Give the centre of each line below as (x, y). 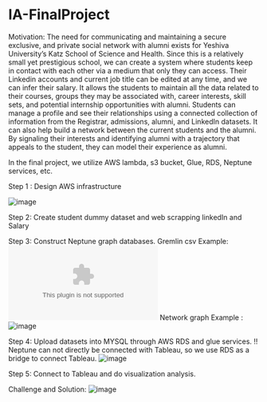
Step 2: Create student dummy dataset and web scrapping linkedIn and (125, 217)
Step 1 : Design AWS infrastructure (65, 186)
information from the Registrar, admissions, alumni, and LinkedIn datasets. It (133, 121)
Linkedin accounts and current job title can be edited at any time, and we (128, 79)
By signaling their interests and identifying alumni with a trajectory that (124, 138)
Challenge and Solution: (47, 389)
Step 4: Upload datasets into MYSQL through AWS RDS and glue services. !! (133, 341)
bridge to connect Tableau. (53, 358)
